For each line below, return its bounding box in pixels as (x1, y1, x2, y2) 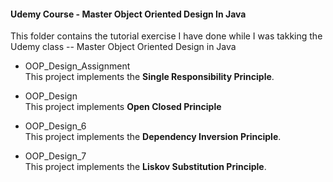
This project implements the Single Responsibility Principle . (24, 71, 275, 83)
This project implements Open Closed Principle (24, 101, 222, 113)
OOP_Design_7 (24, 150, 87, 162)
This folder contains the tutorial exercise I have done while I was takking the (10, 30, 323, 42)
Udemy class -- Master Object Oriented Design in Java (10, 41, 237, 53)
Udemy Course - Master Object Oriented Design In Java (10, 8, 247, 20)
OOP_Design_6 (24, 120, 87, 132)
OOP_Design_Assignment (24, 60, 131, 72)
